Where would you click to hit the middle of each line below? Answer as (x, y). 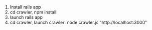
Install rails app (25, 7)
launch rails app (26, 17)
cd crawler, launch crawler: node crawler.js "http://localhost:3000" (78, 22)
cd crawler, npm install (33, 12)
